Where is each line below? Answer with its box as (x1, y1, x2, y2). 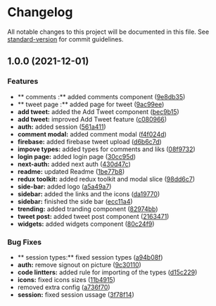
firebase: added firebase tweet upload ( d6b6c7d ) (17, 137, 162, 146)
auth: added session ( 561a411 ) (17, 122, 107, 131)
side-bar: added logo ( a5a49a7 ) (17, 182, 112, 191)
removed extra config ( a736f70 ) (17, 283, 110, 291)
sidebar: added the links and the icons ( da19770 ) (17, 189, 160, 198)
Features (7, 77, 39, 87)
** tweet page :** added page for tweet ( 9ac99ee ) (17, 100, 165, 108)
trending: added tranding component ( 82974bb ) (17, 205, 158, 213)
